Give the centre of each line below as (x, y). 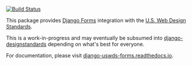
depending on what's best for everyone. (96, 44)
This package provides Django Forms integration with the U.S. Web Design (96, 20)
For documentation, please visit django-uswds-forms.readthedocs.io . (90, 55)
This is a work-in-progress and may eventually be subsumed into (84, 38)
